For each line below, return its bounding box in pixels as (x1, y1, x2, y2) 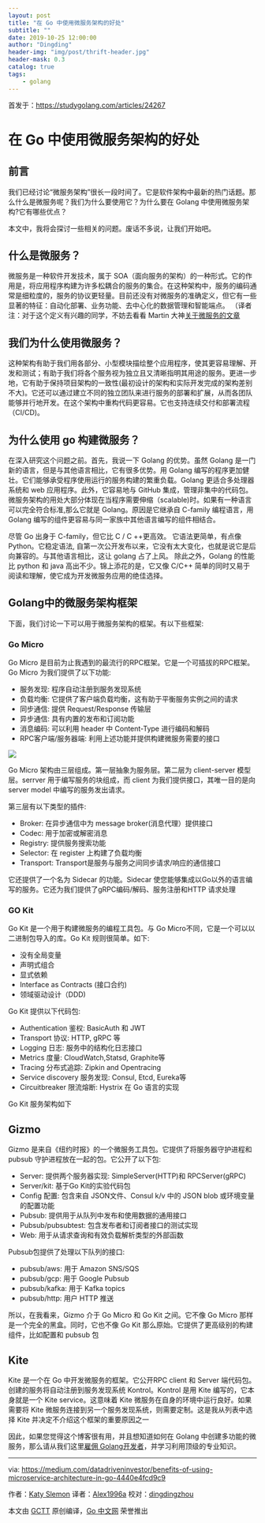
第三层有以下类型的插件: (8, 802, 87, 811)
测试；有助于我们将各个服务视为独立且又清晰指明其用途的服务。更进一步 (21, 369, 257, 378)
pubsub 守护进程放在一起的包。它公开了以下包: (8, 1154, 162, 1164)
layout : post (8, 11, 51, 20)
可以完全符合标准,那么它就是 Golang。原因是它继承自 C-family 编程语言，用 (8, 504, 254, 514)
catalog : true (8, 63, 55, 71)
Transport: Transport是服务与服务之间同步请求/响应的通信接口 (19, 858, 221, 868)
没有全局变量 (19, 950, 62, 960)
